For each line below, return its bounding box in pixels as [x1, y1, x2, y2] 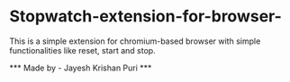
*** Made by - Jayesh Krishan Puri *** [9, 62, 152, 73]
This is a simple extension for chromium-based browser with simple [9, 36, 261, 46]
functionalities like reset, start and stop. [9, 45, 156, 55]
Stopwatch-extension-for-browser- [9, 6, 282, 27]
